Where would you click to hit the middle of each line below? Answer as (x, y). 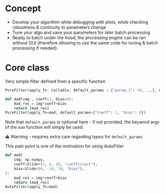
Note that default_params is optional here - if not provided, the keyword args (82, 122)
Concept (23, 9)
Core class (27, 68)
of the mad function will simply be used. (44, 127)
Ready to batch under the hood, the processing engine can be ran (79, 38)
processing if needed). (35, 48)
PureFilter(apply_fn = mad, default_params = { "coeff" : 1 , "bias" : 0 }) (76, 113)
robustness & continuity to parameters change (59, 27)
